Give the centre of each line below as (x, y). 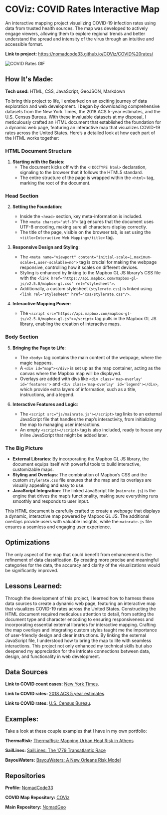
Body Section (22, 337)
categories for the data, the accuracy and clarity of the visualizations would (83, 565)
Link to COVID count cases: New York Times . (52, 684)
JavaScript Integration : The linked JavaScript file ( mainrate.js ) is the (84, 490)
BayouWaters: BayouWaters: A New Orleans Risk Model (63, 760)
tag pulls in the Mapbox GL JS (125, 319)
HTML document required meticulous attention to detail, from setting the (80, 614)
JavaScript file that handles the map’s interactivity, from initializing (88, 419)
